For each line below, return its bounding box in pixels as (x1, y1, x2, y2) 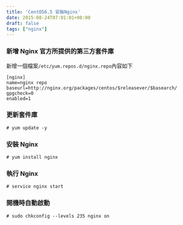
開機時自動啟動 (6, 199, 50, 207)
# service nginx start (6, 184, 64, 190)
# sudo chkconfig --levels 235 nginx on (6, 213, 110, 219)
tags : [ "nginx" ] (6, 26, 47, 32)
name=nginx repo (6, 80, 47, 86)
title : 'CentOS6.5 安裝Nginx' (6, 9, 81, 15)
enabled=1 (6, 95, 32, 102)
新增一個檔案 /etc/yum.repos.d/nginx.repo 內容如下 (6, 62, 133, 69)
